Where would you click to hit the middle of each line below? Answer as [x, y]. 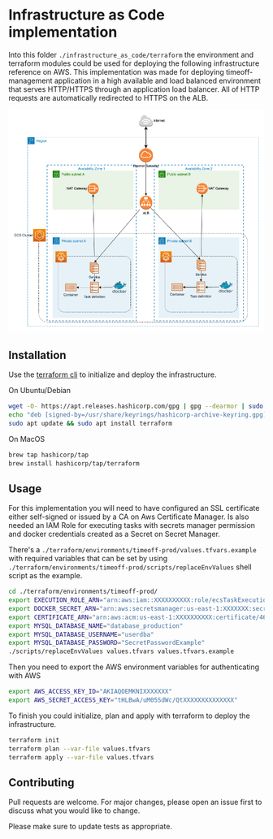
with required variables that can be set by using [88, 559]
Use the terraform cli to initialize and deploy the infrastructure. [113, 374]
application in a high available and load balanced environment [158, 80]
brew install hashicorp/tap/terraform [74, 463]
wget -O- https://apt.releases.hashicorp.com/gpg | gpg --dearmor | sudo [136, 407]
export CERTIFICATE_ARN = [50, 617]
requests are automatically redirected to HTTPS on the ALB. [108, 97]
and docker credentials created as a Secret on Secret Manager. [115, 534]
